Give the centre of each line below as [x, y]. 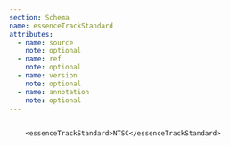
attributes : [31, 34]
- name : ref [40, 59]
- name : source [45, 42]
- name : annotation [53, 92]
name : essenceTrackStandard [62, 26]
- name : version [47, 76]
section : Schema [39, 17]
